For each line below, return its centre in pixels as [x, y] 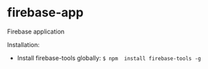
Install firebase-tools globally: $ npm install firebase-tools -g [109, 58]
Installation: [23, 44]
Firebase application [36, 31]
